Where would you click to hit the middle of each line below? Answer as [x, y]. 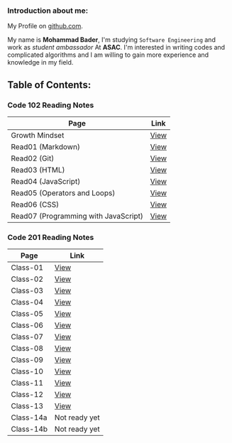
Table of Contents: [49, 85]
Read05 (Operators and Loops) [63, 192]
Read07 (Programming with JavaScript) [77, 216]
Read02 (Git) [33, 158]
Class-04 [27, 302]
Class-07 [27, 337]
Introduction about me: [48, 11]
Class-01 [27, 268]
